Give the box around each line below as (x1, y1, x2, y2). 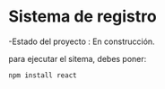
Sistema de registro (8, 6, 158, 27)
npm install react (8, 70, 77, 80)
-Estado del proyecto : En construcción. (8, 36, 155, 47)
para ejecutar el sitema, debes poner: (8, 53, 147, 64)
